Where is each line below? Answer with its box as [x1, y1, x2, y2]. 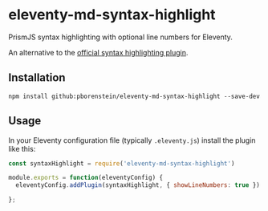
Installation [8, 71, 66, 85]
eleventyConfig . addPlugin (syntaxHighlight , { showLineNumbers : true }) [15, 181, 261, 189]
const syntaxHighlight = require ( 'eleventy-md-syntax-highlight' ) [8, 159, 235, 168]
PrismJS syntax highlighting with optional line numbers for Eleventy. [8, 32, 233, 42]
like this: [8, 144, 36, 153]
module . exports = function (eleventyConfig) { [8, 174, 163, 182]
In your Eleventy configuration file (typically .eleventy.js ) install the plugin [8, 135, 256, 145]
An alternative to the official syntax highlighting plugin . [8, 47, 189, 57]
